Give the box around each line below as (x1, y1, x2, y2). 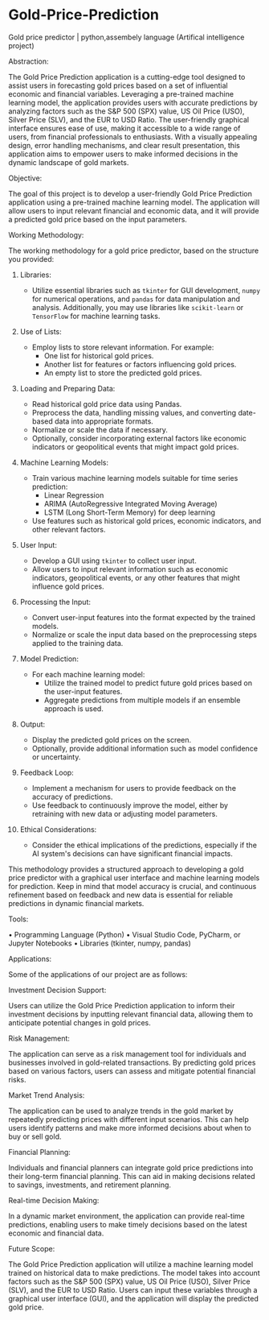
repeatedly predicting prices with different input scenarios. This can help (8, 1114, 249, 1124)
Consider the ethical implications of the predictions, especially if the (31, 840, 257, 850)
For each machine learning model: (31, 669, 145, 679)
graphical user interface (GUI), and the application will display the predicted (8, 1293, 259, 1303)
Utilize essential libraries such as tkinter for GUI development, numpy (31, 285, 261, 295)
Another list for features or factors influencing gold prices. (43, 359, 237, 369)
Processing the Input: (19, 597, 91, 606)
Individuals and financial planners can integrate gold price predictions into (8, 1162, 254, 1173)
